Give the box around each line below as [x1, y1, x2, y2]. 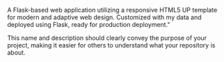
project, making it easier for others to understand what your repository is [7, 41, 216, 49]
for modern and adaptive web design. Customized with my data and [7, 13, 202, 21]
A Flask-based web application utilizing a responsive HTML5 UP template [7, 6, 218, 14]
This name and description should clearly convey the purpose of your [7, 34, 207, 42]
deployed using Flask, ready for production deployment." [7, 21, 170, 28]
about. [7, 48, 26, 56]
